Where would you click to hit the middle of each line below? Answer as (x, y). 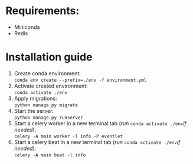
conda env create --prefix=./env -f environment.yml (80, 80)
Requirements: (42, 11)
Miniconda (27, 27)
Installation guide (49, 57)
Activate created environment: (51, 86)
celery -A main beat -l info (50, 155)
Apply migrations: (35, 98)
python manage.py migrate (46, 105)
